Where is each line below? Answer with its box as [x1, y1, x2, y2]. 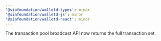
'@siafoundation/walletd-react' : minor [5, 16, 90, 21]
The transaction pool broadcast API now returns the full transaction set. [5, 30, 156, 36]
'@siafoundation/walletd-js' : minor [5, 12, 83, 17]
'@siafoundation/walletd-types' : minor [5, 7, 90, 12]
